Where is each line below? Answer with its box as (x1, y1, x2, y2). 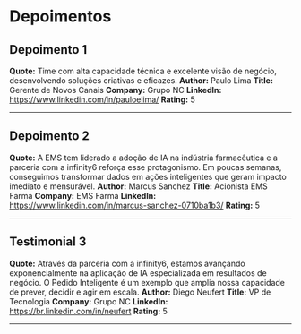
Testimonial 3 (9, 235, 87, 250)
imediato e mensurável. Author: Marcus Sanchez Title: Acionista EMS (9, 181, 269, 192)
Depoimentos (9, 6, 112, 27)
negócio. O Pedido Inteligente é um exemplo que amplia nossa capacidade (9, 277, 285, 287)
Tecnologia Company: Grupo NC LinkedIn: (9, 295, 168, 306)
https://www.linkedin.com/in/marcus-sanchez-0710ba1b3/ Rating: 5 (9, 200, 260, 210)
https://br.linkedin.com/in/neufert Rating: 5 (9, 305, 168, 316)
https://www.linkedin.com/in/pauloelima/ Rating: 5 (9, 94, 195, 105)
